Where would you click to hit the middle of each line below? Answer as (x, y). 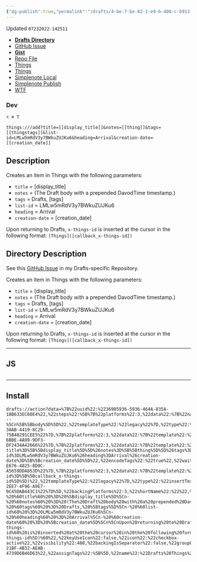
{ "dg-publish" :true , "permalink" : (47, 11)
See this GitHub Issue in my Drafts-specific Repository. (72, 268)
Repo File (26, 58)
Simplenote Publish (38, 84)
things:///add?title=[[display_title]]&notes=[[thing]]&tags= (84, 127)
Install (18, 396)
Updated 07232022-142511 (37, 28)
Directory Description (46, 254)
